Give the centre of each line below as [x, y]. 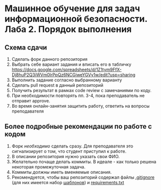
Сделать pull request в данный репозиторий [57, 85]
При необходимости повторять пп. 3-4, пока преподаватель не [78, 95]
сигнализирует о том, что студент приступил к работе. [69, 151]
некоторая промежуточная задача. [48, 166]
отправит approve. [31, 101]
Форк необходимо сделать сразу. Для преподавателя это [72, 146]
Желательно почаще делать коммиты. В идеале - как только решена [84, 162]
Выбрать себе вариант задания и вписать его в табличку [71, 64]
